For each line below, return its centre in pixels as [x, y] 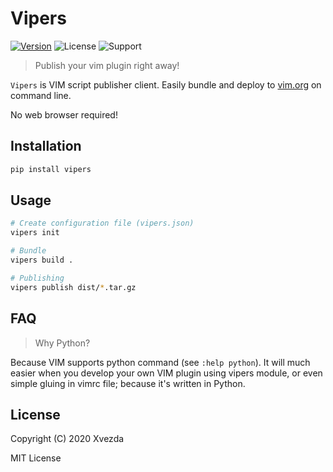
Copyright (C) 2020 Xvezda [67, 439]
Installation [46, 146]
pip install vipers [51, 169]
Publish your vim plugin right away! [107, 65]
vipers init [35, 233]
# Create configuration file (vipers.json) [102, 223]
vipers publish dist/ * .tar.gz [73, 287]
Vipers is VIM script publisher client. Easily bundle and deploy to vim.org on [166, 84]
